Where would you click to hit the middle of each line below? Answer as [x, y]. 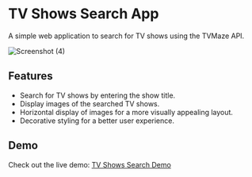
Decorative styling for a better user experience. [97, 121]
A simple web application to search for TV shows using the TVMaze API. [126, 36]
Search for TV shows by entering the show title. [97, 95]
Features [31, 76]
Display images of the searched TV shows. [90, 103]
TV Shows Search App [84, 14]
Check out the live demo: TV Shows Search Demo [90, 164]
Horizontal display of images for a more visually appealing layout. [126, 112]
